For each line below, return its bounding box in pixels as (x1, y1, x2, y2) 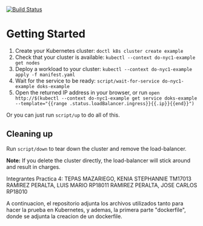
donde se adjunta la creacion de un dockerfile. (6, 213, 122, 220)
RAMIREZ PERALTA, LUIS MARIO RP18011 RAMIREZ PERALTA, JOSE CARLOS (6, 181, 198, 188)
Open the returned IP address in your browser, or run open (15, 89, 160, 96)
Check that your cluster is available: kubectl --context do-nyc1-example (15, 53, 196, 61)
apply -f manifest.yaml (15, 72, 76, 78)
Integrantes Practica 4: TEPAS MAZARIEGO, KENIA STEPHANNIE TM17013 (6, 175, 192, 182)
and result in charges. (6, 163, 61, 170)
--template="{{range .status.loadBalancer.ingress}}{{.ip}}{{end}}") (15, 100, 195, 106)
